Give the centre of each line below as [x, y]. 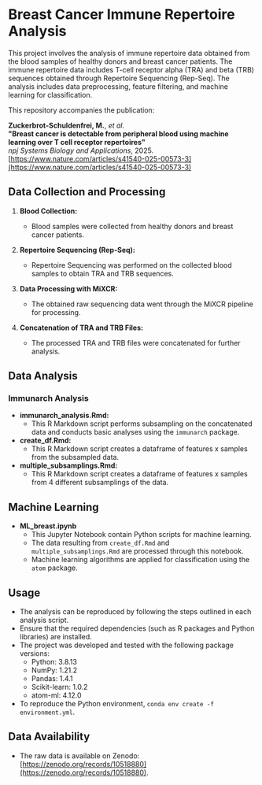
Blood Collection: [48, 211]
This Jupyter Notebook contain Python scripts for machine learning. [141, 535]
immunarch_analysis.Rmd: [64, 416]
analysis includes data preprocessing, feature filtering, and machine [118, 86]
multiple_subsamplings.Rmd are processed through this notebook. [137, 551]
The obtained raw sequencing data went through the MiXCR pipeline [142, 304]
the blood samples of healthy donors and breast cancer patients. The [120, 61]
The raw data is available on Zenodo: [79, 755]
